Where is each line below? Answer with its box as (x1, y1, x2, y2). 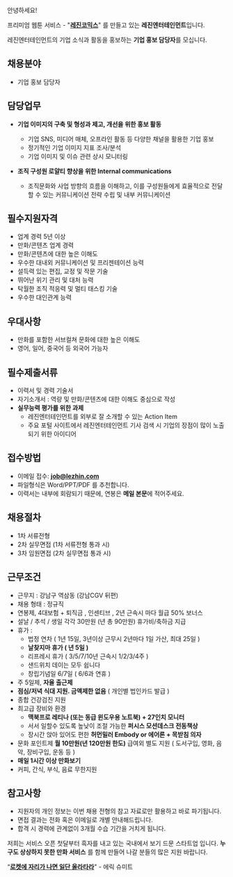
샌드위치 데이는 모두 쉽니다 (27, 661, 101, 669)
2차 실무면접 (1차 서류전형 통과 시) (17, 540, 110, 548)
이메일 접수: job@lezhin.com (17, 472, 99, 480)
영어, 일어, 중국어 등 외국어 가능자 (17, 344, 109, 353)
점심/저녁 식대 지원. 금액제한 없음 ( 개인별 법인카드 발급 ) (17, 686, 170, 695)
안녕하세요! (7, 6, 38, 14)
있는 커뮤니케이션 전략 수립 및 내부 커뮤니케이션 (42, 190, 171, 198)
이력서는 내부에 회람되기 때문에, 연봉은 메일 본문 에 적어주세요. (17, 489, 184, 498)
